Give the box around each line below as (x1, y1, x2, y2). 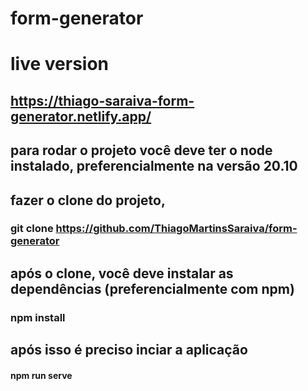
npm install (10, 310, 66, 324)
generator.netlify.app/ (10, 108, 152, 125)
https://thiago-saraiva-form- (10, 92, 195, 109)
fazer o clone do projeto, (10, 192, 166, 209)
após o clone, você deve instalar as (10, 265, 234, 282)
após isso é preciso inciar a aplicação (10, 342, 248, 359)
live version (10, 53, 110, 76)
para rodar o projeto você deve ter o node (10, 142, 273, 159)
